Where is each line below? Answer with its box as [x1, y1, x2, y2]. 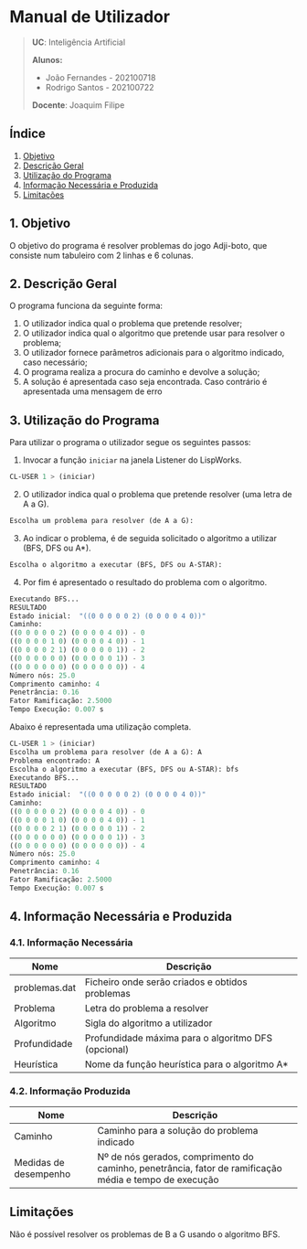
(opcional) [84, 1042, 130, 1055]
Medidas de [14, 1156, 66, 1169]
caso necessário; [22, 357, 89, 368]
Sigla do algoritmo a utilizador [84, 1017, 213, 1030]
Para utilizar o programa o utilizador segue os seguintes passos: [9, 437, 251, 448]
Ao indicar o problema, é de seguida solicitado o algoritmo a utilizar [22, 532, 277, 543]
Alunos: [31, 54, 63, 65]
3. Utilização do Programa [9, 412, 160, 428]
